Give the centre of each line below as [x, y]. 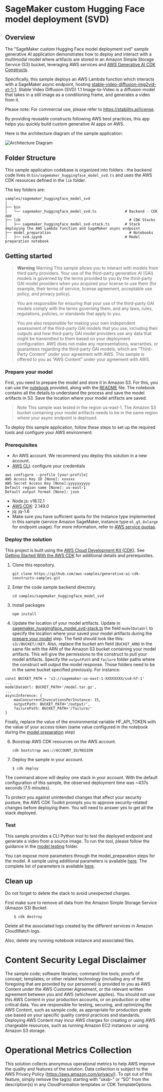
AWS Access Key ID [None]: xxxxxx [40, 479]
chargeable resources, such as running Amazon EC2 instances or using [77, 1025]
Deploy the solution [29, 539]
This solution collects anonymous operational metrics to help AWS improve [80, 1064]
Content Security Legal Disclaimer [76, 960]
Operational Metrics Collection [68, 1050]
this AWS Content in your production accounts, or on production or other [78, 999]
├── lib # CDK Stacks [80, 220]
